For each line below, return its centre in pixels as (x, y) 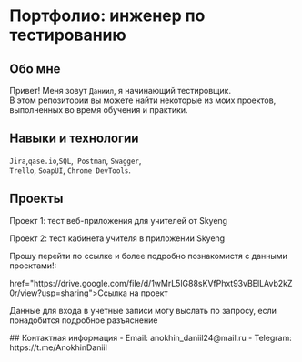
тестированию (68, 35)
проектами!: (33, 266)
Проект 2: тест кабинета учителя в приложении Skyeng (117, 238)
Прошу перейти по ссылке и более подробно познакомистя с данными (149, 256)
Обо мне (35, 69)
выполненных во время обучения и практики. (99, 110)
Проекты (36, 199)
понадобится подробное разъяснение (84, 320)
